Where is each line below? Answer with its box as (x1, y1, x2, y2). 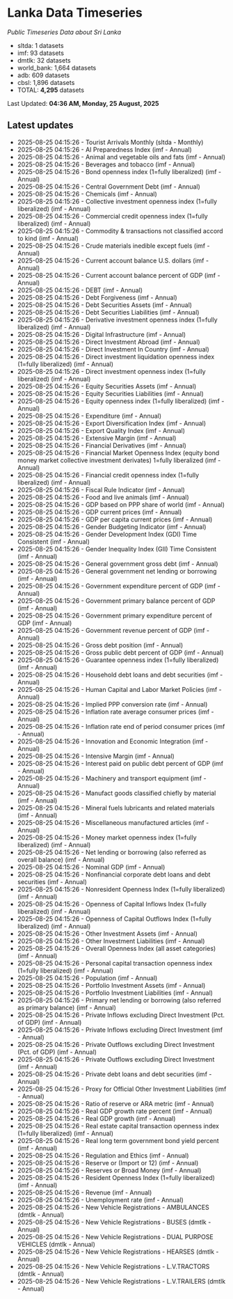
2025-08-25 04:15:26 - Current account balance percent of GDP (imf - (17, 271, 220, 279)
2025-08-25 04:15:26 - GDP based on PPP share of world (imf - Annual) (17, 500, 225, 509)
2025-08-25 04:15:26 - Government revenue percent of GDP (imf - (17, 626, 210, 634)
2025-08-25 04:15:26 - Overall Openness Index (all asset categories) (17, 944, 216, 952)
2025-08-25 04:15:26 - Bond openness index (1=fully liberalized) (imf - (17, 167, 221, 175)
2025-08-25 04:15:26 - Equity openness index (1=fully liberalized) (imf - (17, 397, 225, 405)
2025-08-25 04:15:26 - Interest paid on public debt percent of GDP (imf (17, 759, 224, 767)
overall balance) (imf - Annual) (17, 855, 105, 864)
